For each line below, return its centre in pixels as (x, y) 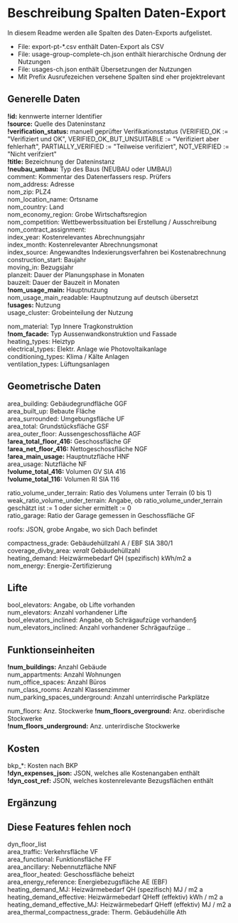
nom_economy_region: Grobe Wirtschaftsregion (77, 214)
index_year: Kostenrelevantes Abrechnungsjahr (76, 237)
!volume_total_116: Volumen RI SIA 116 (64, 479)
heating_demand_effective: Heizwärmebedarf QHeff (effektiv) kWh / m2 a (115, 897)
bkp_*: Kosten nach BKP (43, 766)
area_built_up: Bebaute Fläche (52, 411)
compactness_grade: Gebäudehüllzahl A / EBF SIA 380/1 (90, 543)
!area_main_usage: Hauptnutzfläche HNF (69, 456)
